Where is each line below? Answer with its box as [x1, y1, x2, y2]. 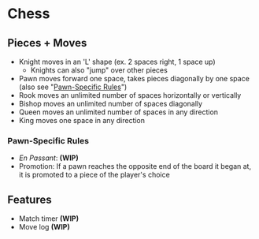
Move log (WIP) [18, 222, 70, 232]
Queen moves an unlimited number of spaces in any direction [18, 107, 218, 117]
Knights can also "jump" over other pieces [30, 65, 168, 75]
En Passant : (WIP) [18, 153, 80, 162]
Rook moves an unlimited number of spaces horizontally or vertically [18, 91, 242, 99]
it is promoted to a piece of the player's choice [18, 170, 170, 180]
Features [7, 192, 52, 206]
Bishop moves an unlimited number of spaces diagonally [18, 99, 202, 108]
